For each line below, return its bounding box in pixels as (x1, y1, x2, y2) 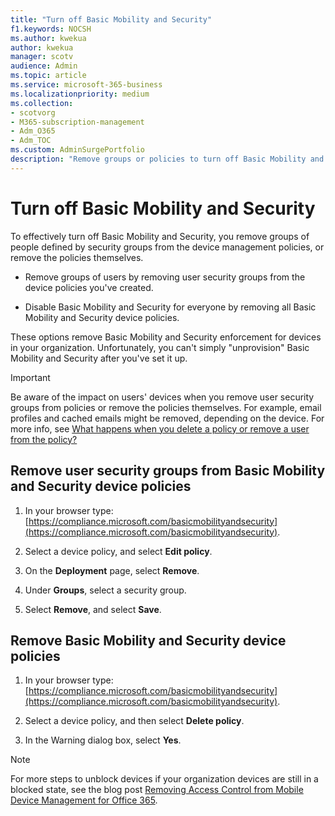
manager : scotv (10, 52, 74, 62)
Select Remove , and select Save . (24, 603, 162, 615)
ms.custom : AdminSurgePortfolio (10, 145, 145, 155)
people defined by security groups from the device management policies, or (10, 241, 325, 253)
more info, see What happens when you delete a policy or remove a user (10, 422, 310, 435)
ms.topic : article (10, 71, 87, 81)
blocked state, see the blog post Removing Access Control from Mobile (10, 784, 304, 796)
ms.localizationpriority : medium (10, 89, 150, 99)
